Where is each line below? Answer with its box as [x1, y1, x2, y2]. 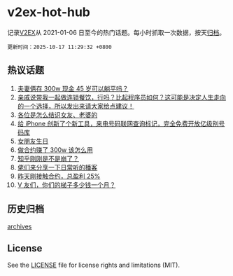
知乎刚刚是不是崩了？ [17, 154, 79, 163]
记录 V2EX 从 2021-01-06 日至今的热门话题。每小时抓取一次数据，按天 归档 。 [7, 28, 226, 36]
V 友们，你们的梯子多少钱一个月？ [17, 180, 116, 189]
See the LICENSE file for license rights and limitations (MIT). [7, 261, 181, 270]
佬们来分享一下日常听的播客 [17, 163, 98, 172]
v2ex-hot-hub [7, 4, 91, 20]
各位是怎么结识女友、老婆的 [17, 110, 98, 119]
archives [7, 222, 32, 230]
